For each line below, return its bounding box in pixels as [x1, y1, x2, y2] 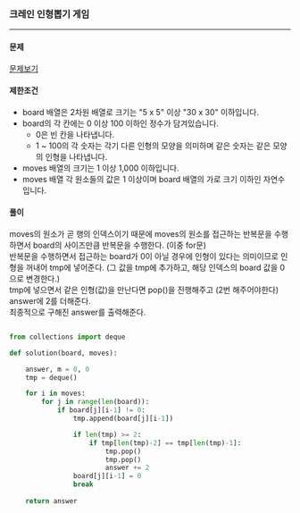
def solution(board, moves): [9, 349, 118, 357]
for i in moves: [25, 389, 87, 399]
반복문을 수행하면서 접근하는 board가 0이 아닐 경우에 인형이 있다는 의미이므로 [9, 250, 279, 261]
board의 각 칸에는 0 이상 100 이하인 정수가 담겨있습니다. [21, 118, 219, 129]
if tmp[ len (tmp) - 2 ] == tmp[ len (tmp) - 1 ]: [88, 438, 242, 448]
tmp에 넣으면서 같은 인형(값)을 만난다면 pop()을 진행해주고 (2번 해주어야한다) [9, 284, 279, 295]
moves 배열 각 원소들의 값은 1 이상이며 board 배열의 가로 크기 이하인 [21, 173, 262, 184]
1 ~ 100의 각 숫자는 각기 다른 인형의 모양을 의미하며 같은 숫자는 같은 [35, 140, 271, 151]
